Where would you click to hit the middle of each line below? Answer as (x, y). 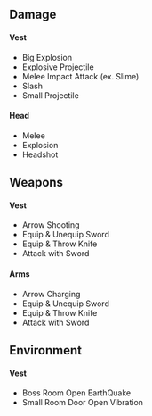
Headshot (40, 154)
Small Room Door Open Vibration (83, 403)
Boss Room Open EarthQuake (76, 393)
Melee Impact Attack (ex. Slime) (80, 76)
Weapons (36, 183)
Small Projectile (51, 95)
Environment (46, 350)
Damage (33, 15)
